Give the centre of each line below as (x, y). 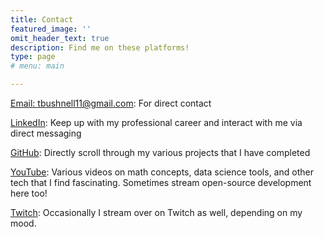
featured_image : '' (51, 29)
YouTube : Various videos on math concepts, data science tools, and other (162, 172)
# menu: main (37, 66)
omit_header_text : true (60, 38)
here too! (29, 193)
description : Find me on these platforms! (100, 47)
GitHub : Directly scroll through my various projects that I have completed (160, 152)
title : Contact (42, 19)
